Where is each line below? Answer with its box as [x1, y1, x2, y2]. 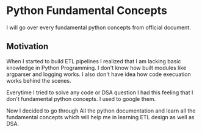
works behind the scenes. [6, 77, 71, 84]
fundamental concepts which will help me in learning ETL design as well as [6, 113, 195, 120]
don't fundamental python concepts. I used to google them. [6, 95, 156, 102]
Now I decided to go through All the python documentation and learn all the [6, 107, 196, 114]
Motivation [6, 41, 49, 52]
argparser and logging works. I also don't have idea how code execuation [6, 71, 191, 78]
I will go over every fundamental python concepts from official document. [6, 24, 191, 31]
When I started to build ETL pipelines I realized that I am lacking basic [6, 57, 181, 64]
